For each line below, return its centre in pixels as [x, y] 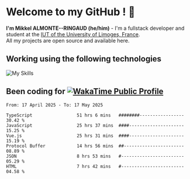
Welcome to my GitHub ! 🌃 [71, 12]
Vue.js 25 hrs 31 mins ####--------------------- [95, 136]
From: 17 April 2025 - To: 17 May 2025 [55, 105]
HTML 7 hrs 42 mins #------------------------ [95, 166]
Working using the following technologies [84, 59]
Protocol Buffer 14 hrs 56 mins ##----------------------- [95, 146]
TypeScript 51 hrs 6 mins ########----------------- [95, 115]
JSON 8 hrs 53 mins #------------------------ [95, 156]
